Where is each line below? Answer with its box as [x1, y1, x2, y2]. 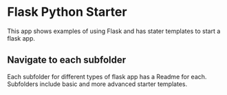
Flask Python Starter [7, 4, 127, 20]
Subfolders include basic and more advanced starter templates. [7, 80, 188, 88]
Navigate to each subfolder [7, 54, 127, 66]
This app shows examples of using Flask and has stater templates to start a [7, 27, 221, 35]
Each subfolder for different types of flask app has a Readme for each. [7, 72, 207, 81]
